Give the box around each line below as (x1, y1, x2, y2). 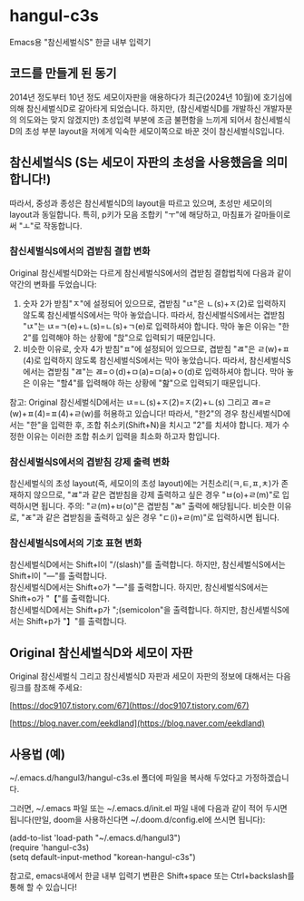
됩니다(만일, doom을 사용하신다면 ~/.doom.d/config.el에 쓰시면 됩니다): (9, 814, 266, 826)
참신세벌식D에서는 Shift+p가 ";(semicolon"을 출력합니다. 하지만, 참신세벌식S (9, 604, 283, 615)
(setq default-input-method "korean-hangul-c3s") (9, 852, 197, 863)
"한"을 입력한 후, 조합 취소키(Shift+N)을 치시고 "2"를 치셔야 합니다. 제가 (25, 419, 280, 430)
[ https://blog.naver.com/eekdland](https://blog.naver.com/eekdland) (9, 718, 265, 729)
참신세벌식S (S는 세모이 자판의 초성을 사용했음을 (9, 155, 263, 171)
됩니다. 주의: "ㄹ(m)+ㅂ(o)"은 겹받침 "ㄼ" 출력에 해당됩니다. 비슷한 (40, 501, 275, 512)
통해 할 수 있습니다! (9, 882, 77, 893)
